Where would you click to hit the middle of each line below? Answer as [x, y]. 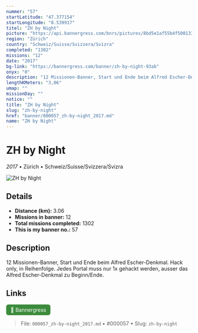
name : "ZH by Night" [32, 121]
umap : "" [17, 88]
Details [19, 197]
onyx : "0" [18, 72]
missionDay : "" [25, 94]
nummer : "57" [22, 11]
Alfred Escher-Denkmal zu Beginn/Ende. [55, 275]
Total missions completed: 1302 [54, 223]
